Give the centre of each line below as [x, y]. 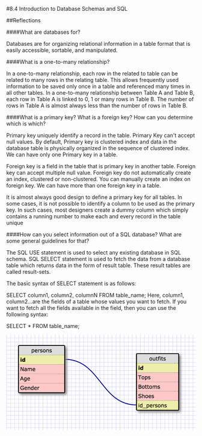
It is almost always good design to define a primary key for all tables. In [94, 197]
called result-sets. [29, 272]
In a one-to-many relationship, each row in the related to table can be [92, 74]
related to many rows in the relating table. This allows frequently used [93, 80]
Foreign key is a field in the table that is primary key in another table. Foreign [101, 166]
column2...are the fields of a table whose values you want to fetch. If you [96, 302]
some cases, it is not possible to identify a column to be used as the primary [101, 204]
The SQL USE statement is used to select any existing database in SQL [94, 252]
